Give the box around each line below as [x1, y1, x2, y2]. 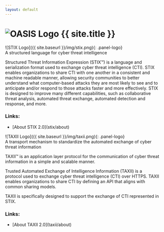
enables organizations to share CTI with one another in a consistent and [5, 70, 150, 75]
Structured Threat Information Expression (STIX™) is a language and [5, 59, 142, 65]
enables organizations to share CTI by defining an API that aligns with [5, 178, 145, 184]
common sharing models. [5, 184, 56, 189]
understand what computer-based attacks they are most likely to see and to [5, 80, 158, 86]
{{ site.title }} [61, 28, 116, 39]
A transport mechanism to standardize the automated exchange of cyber [5, 139, 152, 144]
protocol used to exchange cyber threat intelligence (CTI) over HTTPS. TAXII [5, 173, 159, 179]
